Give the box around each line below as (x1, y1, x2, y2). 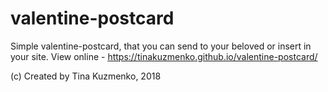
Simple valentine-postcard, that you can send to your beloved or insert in (10, 40, 312, 52)
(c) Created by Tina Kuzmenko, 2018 (10, 70, 162, 82)
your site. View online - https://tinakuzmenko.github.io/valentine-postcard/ (10, 50, 318, 62)
